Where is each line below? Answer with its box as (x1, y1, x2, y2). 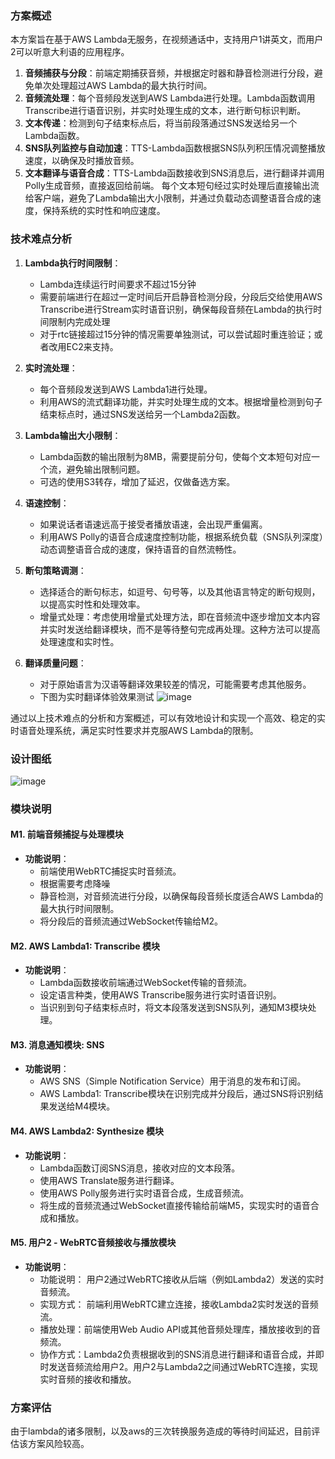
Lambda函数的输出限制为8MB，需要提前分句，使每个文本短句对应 (39, 450, 312, 462)
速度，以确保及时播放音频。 (24, 155, 140, 167)
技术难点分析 (10, 232, 73, 246)
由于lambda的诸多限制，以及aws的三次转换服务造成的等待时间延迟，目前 (10, 1425, 312, 1437)
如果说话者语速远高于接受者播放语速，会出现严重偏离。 (39, 518, 268, 530)
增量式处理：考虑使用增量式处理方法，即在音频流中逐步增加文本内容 (39, 610, 321, 622)
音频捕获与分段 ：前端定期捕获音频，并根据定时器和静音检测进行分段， (24, 67, 315, 79)
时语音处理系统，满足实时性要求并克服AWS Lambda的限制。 (10, 724, 259, 736)
